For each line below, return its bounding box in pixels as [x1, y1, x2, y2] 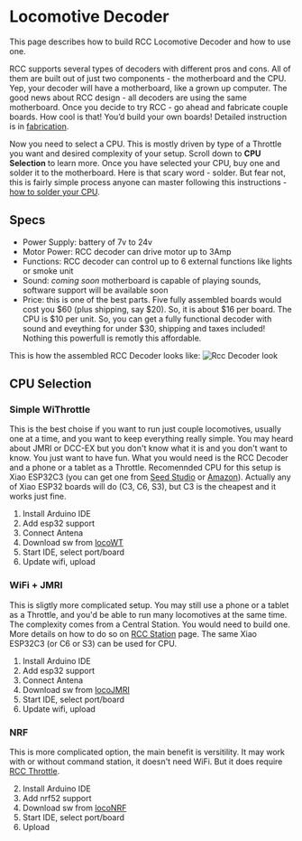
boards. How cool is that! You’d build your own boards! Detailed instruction [9, 111, 287, 122]
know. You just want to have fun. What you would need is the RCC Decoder [9, 453, 288, 463]
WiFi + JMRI [9, 579, 63, 592]
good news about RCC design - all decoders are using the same [9, 92, 248, 103]
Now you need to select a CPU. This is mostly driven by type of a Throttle [9, 138, 282, 149]
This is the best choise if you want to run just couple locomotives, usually [9, 424, 282, 435]
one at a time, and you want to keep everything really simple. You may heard [9, 434, 294, 444]
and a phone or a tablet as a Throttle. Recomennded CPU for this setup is [9, 463, 281, 473]
